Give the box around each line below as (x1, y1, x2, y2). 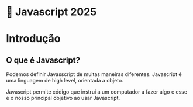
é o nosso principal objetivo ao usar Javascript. (6, 95, 120, 102)
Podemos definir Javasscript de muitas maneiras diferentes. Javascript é (6, 71, 182, 78)
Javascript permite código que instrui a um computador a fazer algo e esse (6, 88, 188, 95)
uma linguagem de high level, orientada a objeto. (6, 77, 124, 84)
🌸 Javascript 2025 (6, 5, 97, 19)
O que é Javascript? (6, 55, 81, 65)
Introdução (6, 32, 61, 46)
